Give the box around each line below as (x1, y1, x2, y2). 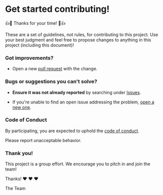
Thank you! (5, 149, 33, 156)
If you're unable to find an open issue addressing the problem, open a (12, 99, 155, 105)
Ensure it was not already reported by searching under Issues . (12, 89, 141, 95)
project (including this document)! (5, 42, 74, 48)
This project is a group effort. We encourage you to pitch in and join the (5, 161, 151, 167)
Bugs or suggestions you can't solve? (5, 78, 97, 85)
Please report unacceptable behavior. (5, 137, 81, 143)
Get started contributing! (5, 3, 110, 15)
